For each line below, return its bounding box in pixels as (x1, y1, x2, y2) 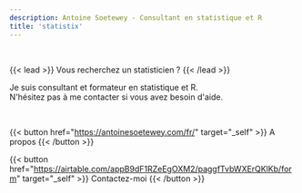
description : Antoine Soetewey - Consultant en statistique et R (9, 13, 262, 23)
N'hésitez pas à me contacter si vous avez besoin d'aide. (9, 92, 224, 102)
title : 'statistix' (9, 22, 84, 31)
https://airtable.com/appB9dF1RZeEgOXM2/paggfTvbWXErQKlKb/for (33, 163, 293, 174)
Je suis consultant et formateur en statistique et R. (9, 82, 198, 92)
